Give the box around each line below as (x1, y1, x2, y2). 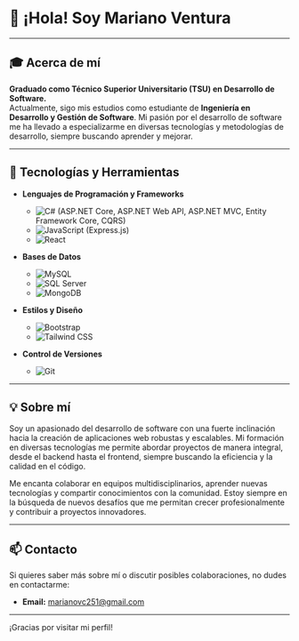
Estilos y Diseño (21, 304, 83, 315)
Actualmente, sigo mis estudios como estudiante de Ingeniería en (9, 102, 251, 113)
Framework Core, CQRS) (35, 215, 126, 226)
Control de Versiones (21, 349, 102, 359)
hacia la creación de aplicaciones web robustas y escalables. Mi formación (9, 433, 285, 444)
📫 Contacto (9, 541, 77, 557)
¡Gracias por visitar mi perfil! (9, 622, 113, 633)
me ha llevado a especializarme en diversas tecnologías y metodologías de (9, 121, 285, 132)
